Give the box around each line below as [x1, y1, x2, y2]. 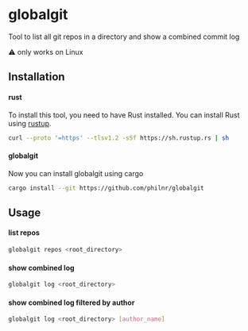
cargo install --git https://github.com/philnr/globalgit [8, 184, 204, 192]
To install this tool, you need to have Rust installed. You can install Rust [8, 110, 240, 120]
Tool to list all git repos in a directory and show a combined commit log [8, 32, 240, 41]
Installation [8, 70, 65, 84]
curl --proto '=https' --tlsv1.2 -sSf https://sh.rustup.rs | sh [8, 133, 229, 142]
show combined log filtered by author [8, 298, 135, 307]
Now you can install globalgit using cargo [8, 168, 144, 178]
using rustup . [8, 118, 52, 128]
